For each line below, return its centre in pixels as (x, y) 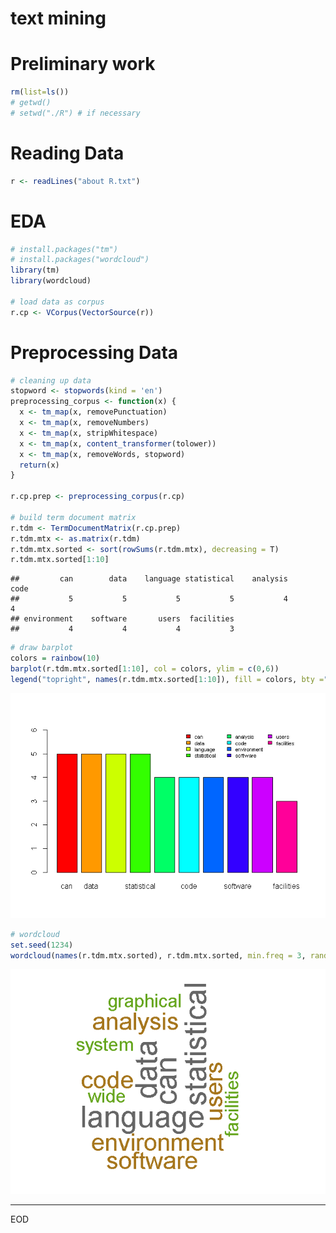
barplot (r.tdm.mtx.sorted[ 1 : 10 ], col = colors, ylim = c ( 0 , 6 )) (145, 669)
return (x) (39, 465)
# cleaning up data (51, 380)
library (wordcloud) (51, 281)
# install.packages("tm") (64, 249)
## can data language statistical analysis (149, 579)
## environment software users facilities (122, 619)
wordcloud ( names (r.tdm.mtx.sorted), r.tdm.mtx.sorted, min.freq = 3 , (158, 955)
